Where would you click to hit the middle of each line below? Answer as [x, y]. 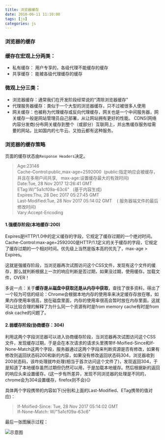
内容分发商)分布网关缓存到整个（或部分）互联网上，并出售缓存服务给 [82, 124]
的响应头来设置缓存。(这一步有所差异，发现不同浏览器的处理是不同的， [77, 374]
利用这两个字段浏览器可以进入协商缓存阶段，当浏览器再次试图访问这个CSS [81, 337]
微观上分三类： [23, 88]
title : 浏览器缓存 [22, 10]
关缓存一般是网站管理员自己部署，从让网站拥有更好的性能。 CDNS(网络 [84, 118]
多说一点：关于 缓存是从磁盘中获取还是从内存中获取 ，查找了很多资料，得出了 [82, 288]
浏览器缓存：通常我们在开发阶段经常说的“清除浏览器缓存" [70, 100]
